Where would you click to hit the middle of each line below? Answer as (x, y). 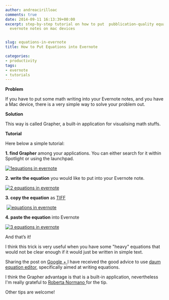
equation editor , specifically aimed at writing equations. (63, 267)
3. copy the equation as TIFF (35, 198)
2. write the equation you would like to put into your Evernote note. (75, 178)
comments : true (21, 15)
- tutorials (18, 75)
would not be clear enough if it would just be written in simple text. (74, 252)
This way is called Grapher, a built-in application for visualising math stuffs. (83, 124)
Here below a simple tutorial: (35, 143)
